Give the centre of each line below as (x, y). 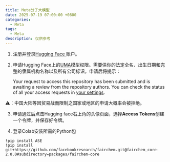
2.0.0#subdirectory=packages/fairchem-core (52, 154)
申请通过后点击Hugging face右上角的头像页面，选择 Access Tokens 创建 (89, 114)
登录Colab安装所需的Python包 (44, 131)
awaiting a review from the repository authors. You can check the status (89, 87)
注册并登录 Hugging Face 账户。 (46, 54)
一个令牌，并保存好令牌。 (40, 120)
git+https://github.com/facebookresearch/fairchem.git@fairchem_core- (82, 150)
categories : (18, 19)
